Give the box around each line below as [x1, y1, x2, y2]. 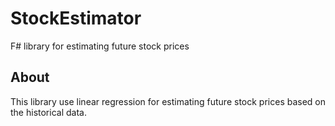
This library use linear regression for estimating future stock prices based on [10, 95, 327, 107]
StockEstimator [10, 7, 142, 30]
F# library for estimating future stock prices [10, 40, 190, 52]
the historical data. [10, 106, 87, 118]
